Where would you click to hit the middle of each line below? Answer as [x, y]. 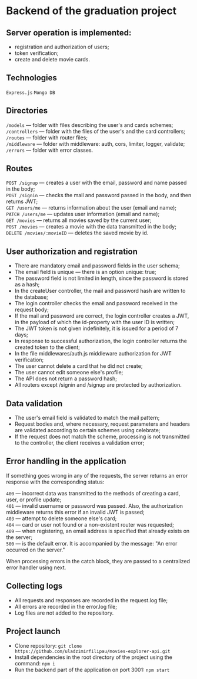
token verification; [36, 53]
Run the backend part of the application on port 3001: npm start [92, 670]
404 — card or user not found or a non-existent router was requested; [90, 524]
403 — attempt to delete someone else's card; [61, 518]
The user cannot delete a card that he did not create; [79, 366]
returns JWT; [22, 201]
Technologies [32, 78]
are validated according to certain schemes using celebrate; [87, 430]
